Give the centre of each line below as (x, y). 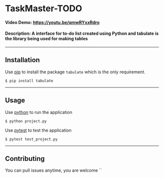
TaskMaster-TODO (43, 9)
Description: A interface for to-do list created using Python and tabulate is (82, 33)
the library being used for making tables (46, 39)
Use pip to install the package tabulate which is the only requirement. (75, 72)
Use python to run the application (39, 112)
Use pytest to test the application (38, 130)
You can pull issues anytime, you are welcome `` (53, 170)
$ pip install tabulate (29, 81)
